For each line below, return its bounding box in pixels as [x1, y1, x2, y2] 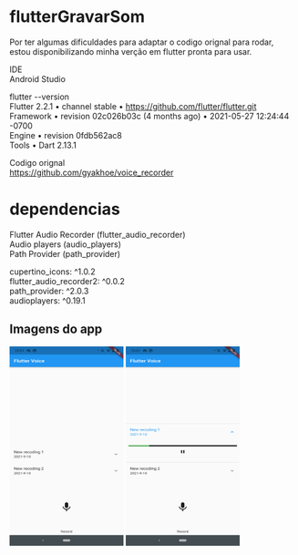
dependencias [9, 199, 120, 220]
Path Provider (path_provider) [9, 248, 121, 259]
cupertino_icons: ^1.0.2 [9, 266, 96, 277]
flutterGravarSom [9, 6, 146, 27]
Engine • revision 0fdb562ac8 [9, 129, 123, 140]
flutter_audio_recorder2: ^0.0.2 [9, 275, 125, 286]
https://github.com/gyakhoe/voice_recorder [9, 167, 174, 178]
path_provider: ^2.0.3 [9, 285, 89, 296]
